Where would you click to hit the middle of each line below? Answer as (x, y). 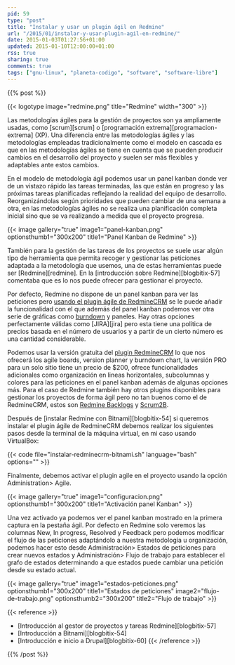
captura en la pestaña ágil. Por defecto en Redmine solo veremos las (106, 525)
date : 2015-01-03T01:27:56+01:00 (56, 40)
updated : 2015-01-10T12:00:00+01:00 (61, 46)
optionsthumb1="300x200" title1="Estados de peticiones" (90, 590)
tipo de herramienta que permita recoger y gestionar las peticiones (104, 258)
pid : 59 (19, 14)
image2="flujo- (197, 590)
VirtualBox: (23, 441)
